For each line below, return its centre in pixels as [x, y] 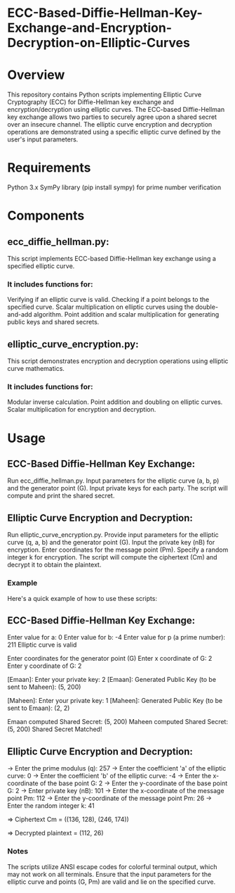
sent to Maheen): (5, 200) [44, 687]
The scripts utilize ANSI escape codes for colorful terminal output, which [112, 866]
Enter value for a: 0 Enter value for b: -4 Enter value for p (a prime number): [116, 638]
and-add [20, 315]
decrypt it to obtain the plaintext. [54, 565]
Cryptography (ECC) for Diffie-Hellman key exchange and [90, 102]
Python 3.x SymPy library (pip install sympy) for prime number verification [114, 187]
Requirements [49, 168]
